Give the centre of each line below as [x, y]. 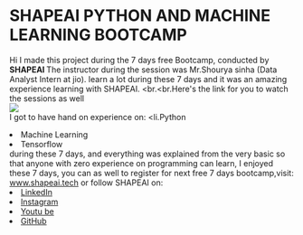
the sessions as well [47, 98]
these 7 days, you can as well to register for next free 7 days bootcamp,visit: [151, 173]
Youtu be [38, 211]
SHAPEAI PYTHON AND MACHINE [140, 16]
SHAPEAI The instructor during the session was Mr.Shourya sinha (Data [143, 70]
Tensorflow [42, 144]
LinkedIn [37, 192]
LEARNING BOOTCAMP [98, 35]
